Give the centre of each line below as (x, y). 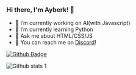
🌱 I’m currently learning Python (54, 29)
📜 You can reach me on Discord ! (55, 43)
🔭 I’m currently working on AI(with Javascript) (73, 23)
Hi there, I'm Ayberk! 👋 (40, 10)
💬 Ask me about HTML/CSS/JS (54, 36)
